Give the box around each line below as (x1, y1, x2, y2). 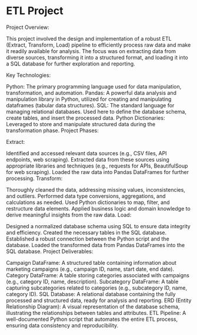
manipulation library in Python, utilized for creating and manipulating (6, 96, 172, 103)
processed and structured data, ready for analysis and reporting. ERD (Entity (6, 297, 192, 304)
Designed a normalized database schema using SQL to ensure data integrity (6, 222, 191, 229)
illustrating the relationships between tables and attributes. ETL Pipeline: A (6, 309, 186, 316)
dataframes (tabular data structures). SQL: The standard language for (6, 101, 175, 109)
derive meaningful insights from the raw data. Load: (6, 211, 132, 218)
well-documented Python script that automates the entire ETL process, (6, 316, 178, 323)
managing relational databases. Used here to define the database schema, (6, 108, 187, 115)
